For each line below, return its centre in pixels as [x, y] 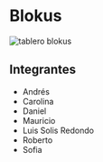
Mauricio [39, 120]
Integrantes [43, 70]
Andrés [36, 91]
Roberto [37, 140]
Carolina [38, 101]
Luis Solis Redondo [58, 130]
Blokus [36, 16]
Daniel [34, 111]
